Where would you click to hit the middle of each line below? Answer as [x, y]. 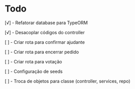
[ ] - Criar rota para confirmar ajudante [45, 42]
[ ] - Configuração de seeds [34, 71]
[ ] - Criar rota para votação [33, 61]
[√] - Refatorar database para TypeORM [46, 23]
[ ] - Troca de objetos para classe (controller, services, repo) [68, 81]
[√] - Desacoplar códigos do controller [45, 32]
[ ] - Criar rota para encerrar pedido [42, 52]
